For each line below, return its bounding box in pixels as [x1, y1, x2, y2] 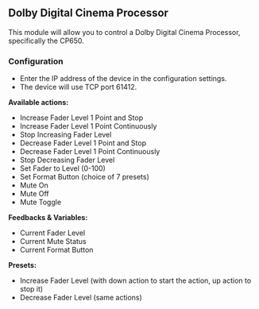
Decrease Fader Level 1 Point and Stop [19, 138, 147, 148]
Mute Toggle [19, 198, 62, 207]
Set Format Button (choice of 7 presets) [19, 172, 149, 182]
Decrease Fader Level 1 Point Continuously [19, 147, 160, 156]
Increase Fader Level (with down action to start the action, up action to [19, 276, 252, 285]
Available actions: [8, 98, 69, 107]
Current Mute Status [19, 237, 87, 246]
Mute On [19, 180, 49, 190]
